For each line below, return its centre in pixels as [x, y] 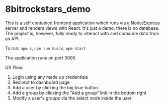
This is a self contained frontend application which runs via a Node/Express [82, 23]
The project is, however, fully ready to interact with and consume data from [82, 33]
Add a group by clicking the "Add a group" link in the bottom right [79, 93]
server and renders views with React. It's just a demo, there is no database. [82, 28]
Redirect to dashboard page [41, 82]
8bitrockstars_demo [48, 9]
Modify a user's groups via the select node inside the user [72, 98]
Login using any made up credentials [50, 77]
